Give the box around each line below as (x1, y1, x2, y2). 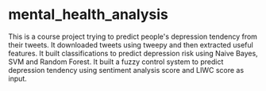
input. (8, 74, 28, 83)
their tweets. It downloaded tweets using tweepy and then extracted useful (8, 40, 254, 49)
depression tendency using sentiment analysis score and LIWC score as (8, 65, 245, 74)
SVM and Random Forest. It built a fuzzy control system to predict (8, 57, 224, 66)
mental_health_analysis (8, 6, 169, 24)
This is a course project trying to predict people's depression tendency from (8, 32, 258, 41)
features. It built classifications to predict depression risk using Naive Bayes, (8, 48, 258, 58)
